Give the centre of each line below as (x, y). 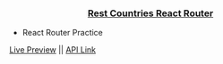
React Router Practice (62, 33)
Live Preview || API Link (53, 50)
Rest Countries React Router (150, 13)
